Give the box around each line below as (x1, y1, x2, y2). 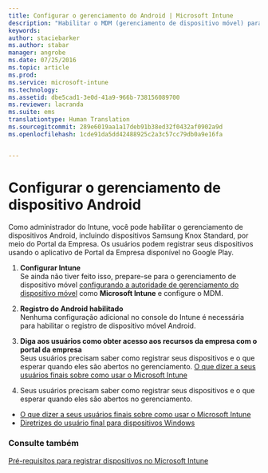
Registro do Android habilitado (19, 304, 124, 313)
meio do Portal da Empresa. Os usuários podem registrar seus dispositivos (8, 238, 254, 248)
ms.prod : (8, 71, 37, 79)
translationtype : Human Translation (8, 116, 130, 124)
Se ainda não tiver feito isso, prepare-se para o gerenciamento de (19, 271, 237, 281)
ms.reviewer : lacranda (8, 101, 84, 108)
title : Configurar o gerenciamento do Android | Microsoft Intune (8, 11, 234, 20)
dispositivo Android (8, 195, 142, 214)
